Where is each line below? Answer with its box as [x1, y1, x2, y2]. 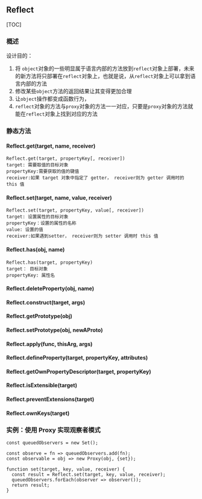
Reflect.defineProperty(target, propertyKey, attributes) [6, 354, 148, 362]
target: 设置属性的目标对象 [6, 214, 69, 220]
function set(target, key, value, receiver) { [6, 466, 125, 472]
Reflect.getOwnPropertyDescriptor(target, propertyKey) [6, 368, 152, 375]
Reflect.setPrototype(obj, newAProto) [6, 327, 103, 334]
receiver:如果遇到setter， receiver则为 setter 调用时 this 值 [6, 233, 159, 240]
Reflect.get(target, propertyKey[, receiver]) [6, 155, 125, 162]
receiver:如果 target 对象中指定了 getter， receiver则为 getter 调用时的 [6, 175, 185, 181]
